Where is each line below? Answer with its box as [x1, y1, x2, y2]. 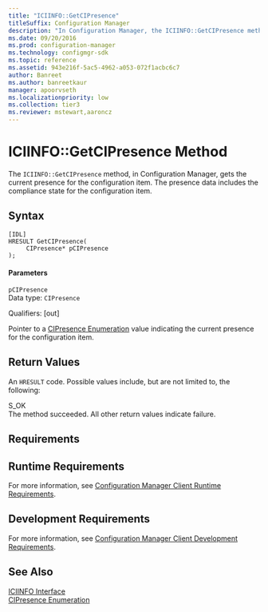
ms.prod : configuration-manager [8, 42, 116, 50]
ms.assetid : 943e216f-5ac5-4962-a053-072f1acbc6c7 [8, 64, 180, 72]
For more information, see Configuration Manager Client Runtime [8, 480, 222, 490]
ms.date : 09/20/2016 [8, 34, 77, 42]
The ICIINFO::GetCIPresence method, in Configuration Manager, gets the [8, 169, 247, 178]
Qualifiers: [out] [8, 308, 60, 318]
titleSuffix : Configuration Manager [8, 19, 130, 27]
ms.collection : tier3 [8, 101, 81, 109]
